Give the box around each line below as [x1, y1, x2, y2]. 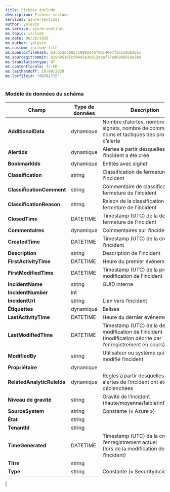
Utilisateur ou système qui [102, 349, 164, 356]
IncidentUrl [8, 298, 35, 305]
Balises [102, 306, 120, 313]
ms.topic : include [5, 31, 44, 36]
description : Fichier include [5, 12, 69, 17]
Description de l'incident [102, 250, 161, 257]
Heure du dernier [102, 314, 143, 321]
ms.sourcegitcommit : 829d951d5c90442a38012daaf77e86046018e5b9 [5, 54, 142, 60]
